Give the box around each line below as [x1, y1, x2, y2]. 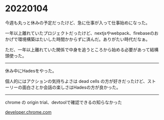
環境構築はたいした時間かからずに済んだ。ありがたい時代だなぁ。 [18, 36, 150, 42]
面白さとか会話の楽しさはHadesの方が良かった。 [21, 84, 121, 90]
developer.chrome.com [5, 109, 52, 115]
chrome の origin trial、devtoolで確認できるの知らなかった [5, 99, 122, 105]
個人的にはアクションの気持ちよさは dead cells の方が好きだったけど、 [5, 78, 148, 84]
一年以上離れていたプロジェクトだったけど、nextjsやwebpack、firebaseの [5, 30, 155, 36]
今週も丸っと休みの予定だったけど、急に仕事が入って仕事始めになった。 [5, 20, 150, 25]
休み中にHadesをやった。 [5, 68, 57, 73]
